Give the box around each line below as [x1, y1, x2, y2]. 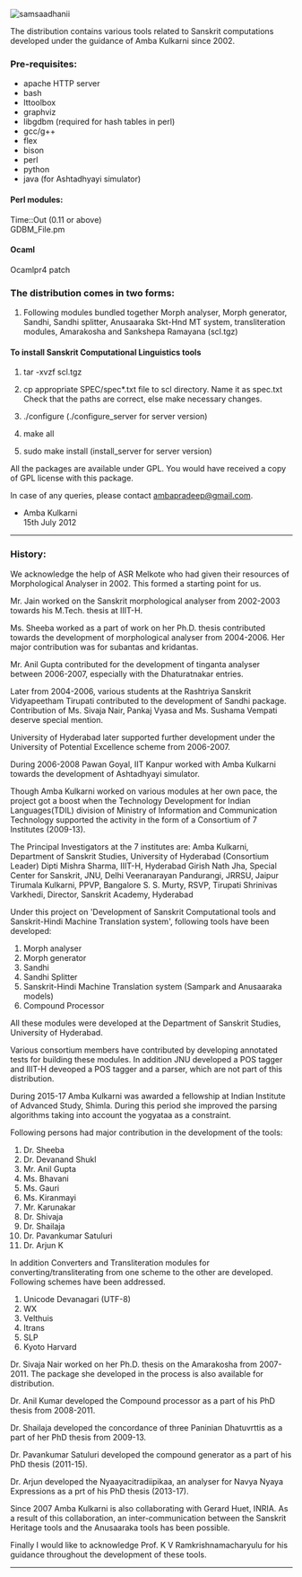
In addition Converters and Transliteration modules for [10, 1257, 210, 1268]
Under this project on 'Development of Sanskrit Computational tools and [10, 906, 277, 917]
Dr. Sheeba [22, 1144, 65, 1155]
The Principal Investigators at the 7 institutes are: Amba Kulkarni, [10, 841, 249, 852]
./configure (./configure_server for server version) [22, 411, 208, 422]
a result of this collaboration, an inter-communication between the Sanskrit [10, 1512, 287, 1523]
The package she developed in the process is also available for [30, 1368, 263, 1379]
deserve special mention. [10, 714, 104, 725]
